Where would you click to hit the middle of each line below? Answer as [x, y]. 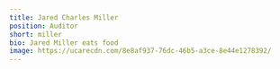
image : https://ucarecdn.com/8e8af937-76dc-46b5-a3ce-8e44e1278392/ [140, 51]
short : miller [36, 34]
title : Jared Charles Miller [64, 17]
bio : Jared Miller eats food [64, 43]
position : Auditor [44, 26]
